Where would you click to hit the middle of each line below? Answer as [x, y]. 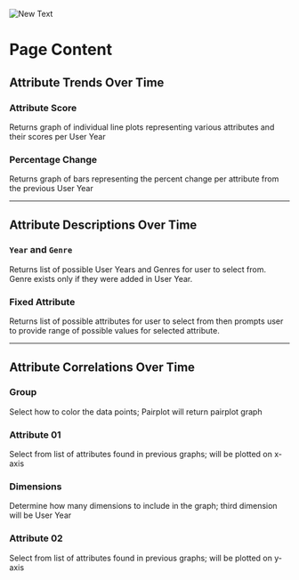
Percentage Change [53, 159]
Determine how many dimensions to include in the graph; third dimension [143, 506]
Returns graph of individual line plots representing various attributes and [142, 127]
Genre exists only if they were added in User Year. [101, 278]
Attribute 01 [35, 434]
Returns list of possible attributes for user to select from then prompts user [146, 321]
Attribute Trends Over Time [87, 82]
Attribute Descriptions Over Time [103, 225]
